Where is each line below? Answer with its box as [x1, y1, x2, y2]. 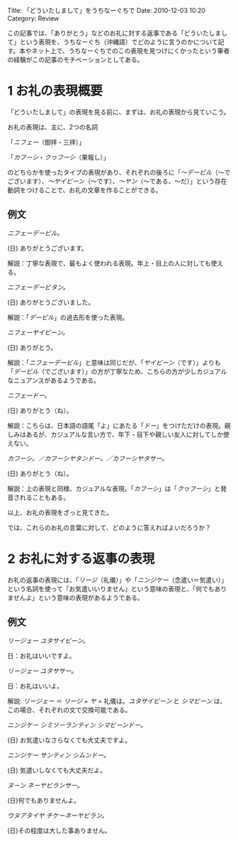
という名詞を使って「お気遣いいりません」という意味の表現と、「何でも [7, 584, 215, 593]
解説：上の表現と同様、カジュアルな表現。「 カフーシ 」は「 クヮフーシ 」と [7, 484, 221, 493]
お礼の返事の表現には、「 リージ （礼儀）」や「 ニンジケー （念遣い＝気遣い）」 [7, 576, 228, 584]
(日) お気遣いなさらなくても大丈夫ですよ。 [7, 735, 132, 744]
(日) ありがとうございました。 [7, 297, 95, 307]
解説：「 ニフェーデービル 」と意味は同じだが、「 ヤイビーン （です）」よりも [7, 358, 221, 367]
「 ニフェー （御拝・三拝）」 [7, 138, 85, 146]
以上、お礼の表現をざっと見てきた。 [7, 508, 113, 517]
